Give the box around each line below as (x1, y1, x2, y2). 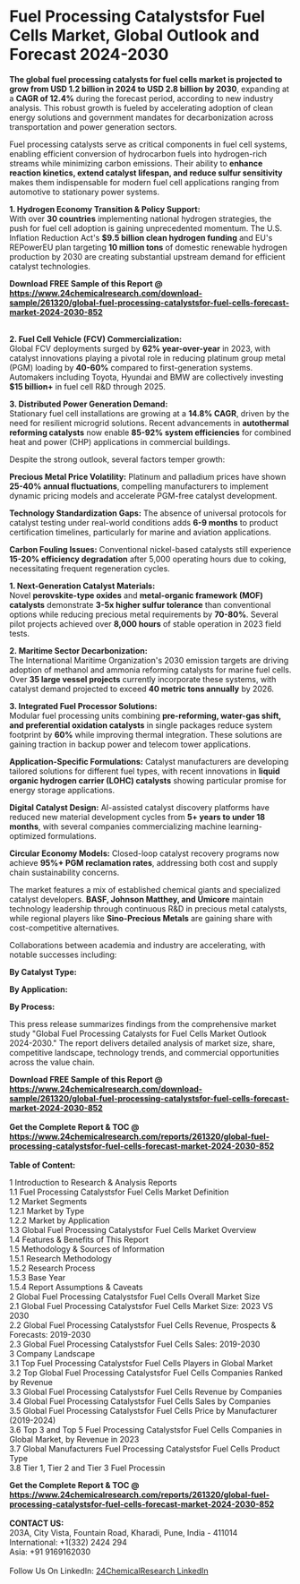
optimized (9, 830, 47, 841)
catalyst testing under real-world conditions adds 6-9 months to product (9, 517, 279, 527)
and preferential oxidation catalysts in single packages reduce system (9, 719, 273, 731)
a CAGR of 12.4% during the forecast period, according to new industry (9, 92, 274, 104)
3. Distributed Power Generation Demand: (9, 398, 168, 409)
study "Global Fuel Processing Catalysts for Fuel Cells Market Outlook (9, 1028, 267, 1039)
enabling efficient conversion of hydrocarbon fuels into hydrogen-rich (9, 148, 267, 158)
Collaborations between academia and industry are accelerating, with (9, 939, 266, 950)
